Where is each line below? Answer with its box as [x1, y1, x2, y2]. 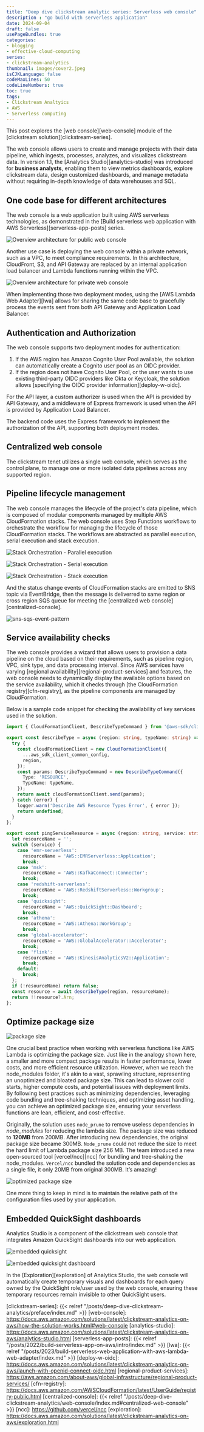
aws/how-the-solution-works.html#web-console [6, 1322, 129, 1329]
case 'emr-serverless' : [17, 847, 78, 853]
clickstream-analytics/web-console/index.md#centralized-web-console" [6, 1399, 189, 1406]
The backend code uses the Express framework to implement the [6, 418, 170, 425]
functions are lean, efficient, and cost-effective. [6, 1109, 126, 1116]
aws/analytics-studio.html [6, 1335, 72, 1342]
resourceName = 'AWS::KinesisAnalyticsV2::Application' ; [22, 955, 170, 961]
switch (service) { [12, 842, 61, 848]
